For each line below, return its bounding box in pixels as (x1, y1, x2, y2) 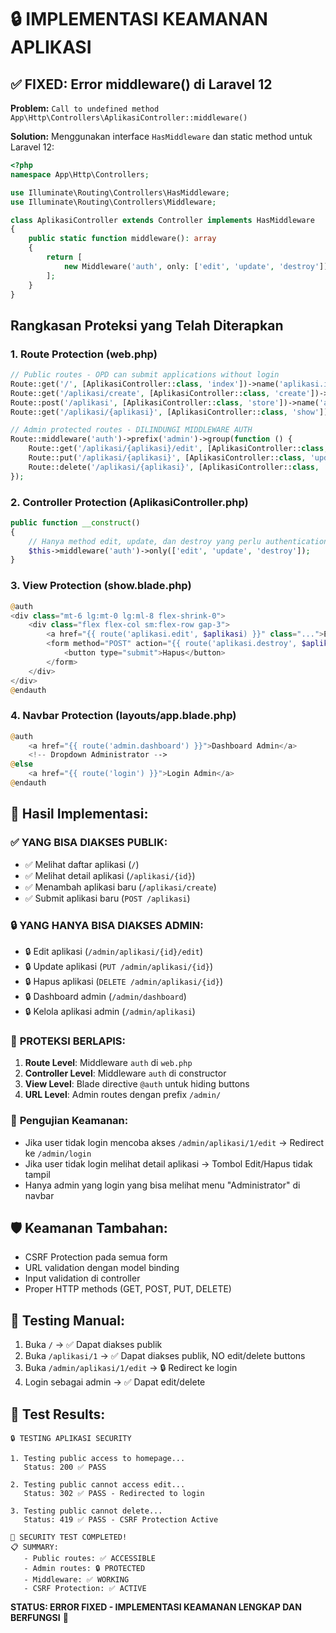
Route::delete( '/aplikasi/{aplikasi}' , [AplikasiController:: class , (28, 462, 320, 472)
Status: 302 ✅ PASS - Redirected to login (23, 1488, 205, 1498)
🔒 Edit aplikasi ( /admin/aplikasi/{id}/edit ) (24, 945, 204, 957)
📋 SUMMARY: (10, 1542, 59, 1552)
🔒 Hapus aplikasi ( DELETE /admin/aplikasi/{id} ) (24, 975, 224, 987)
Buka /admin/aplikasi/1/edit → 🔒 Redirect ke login (24, 1362, 238, 1374)
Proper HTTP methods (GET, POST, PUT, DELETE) (24, 1283, 232, 1295)
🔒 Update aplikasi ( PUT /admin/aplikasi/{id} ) (24, 960, 214, 972)
